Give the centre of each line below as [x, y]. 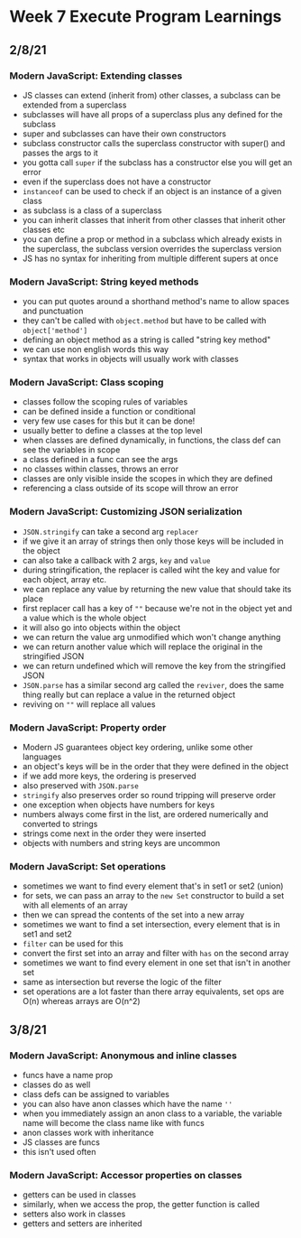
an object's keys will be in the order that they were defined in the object [155, 767]
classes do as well [56, 1084]
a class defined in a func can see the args [100, 460]
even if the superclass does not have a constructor [117, 182]
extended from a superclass [74, 105]
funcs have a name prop [68, 1075]
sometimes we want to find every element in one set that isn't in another [156, 963]
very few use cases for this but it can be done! [109, 421]
